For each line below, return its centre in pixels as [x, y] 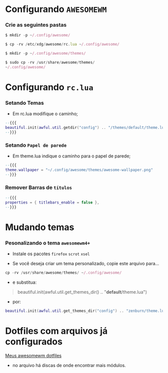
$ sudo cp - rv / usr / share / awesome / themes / [50, 63]
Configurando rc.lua [49, 87]
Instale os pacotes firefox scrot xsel [51, 254]
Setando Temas [24, 103]
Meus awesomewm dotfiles [33, 355]
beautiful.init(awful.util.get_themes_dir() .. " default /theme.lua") [82, 292]
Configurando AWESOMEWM [56, 9]
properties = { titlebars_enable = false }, [52, 203]
